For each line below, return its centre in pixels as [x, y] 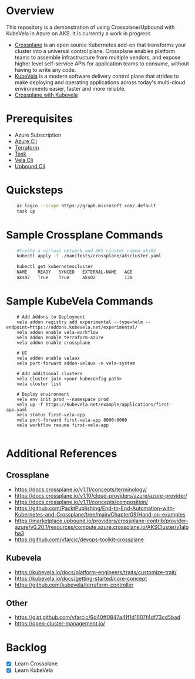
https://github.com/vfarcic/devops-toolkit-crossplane [79, 539]
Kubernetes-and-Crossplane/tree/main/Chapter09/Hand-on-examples [100, 514]
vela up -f [30, 405]
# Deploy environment [43, 394]
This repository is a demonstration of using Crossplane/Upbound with [90, 27]
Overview [30, 11]
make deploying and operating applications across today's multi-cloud [100, 82]
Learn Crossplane [36, 664]
